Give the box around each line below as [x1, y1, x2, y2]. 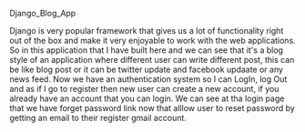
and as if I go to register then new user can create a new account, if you [9, 84, 280, 94]
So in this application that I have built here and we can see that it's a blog [9, 45, 284, 56]
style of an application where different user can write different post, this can [9, 55, 295, 65]
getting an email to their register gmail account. [9, 113, 187, 123]
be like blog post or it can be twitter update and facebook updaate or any [9, 64, 284, 75]
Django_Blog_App [9, 8, 76, 18]
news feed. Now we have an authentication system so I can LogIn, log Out [9, 74, 288, 85]
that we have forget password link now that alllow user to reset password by [9, 103, 296, 113]
